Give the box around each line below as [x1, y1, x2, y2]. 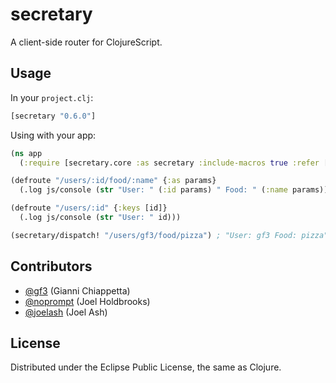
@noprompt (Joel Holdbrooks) [24, 295, 151, 307]
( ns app [10, 148, 43, 158]
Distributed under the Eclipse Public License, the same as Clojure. [10, 361, 282, 373]
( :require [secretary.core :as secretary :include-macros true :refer [19, 158, 320, 168]
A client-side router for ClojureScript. [10, 36, 163, 48]
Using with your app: [10, 129, 97, 141]
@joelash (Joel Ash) [24, 306, 108, 318]
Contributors [10, 258, 93, 275]
